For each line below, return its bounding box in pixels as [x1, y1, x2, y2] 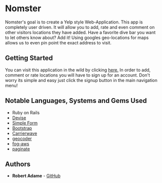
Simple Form [12, 120, 38, 126]
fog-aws [12, 141, 29, 146]
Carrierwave [12, 130, 38, 136]
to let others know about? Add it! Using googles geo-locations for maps [5, 35, 149, 41]
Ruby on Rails [12, 109, 40, 115]
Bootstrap [12, 125, 32, 131]
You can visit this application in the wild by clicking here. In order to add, [5, 67, 151, 73]
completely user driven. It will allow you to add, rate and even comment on [5, 24, 155, 30]
